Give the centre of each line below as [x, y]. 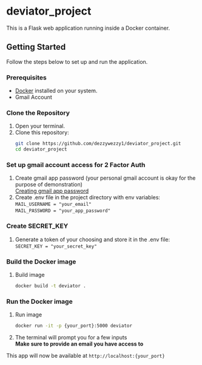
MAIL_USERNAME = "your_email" [53, 205]
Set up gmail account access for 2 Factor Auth [76, 165]
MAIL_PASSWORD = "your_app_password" [63, 211]
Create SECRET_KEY [37, 226]
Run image [29, 315]
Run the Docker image [39, 301]
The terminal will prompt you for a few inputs [71, 338]
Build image [30, 275]
